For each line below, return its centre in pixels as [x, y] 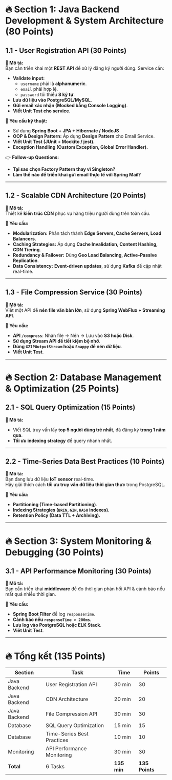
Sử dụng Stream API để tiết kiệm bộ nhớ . [57, 341]
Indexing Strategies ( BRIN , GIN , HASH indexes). [61, 510]
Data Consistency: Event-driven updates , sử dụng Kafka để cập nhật [87, 266]
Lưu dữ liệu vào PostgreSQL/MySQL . [52, 100]
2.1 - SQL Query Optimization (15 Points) [70, 407]
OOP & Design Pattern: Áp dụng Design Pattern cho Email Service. [84, 136]
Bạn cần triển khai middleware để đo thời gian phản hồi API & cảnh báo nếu [85, 589]
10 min [123, 737]
